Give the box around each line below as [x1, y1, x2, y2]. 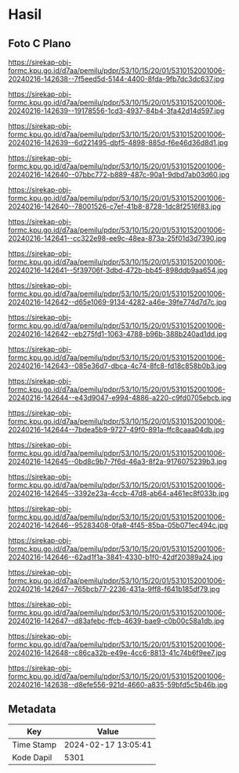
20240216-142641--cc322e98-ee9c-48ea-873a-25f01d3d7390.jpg [8, 234, 226, 242]
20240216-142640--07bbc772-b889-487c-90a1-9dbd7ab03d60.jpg [8, 170, 230, 179]
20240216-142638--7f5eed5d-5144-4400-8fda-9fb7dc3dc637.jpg [8, 75, 225, 83]
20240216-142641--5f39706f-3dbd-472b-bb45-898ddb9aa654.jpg [8, 265, 228, 275]
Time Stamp [12, 739, 57, 750]
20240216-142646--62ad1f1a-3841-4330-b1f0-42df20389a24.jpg [8, 552, 223, 562]
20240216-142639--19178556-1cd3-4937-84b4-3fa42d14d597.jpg [8, 106, 225, 115]
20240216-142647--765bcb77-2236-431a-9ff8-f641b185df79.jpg [8, 585, 220, 593]
